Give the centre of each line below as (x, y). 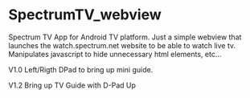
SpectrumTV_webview (85, 15)
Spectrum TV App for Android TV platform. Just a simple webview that (125, 37)
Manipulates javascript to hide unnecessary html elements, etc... (115, 54)
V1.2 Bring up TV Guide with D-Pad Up (72, 85)
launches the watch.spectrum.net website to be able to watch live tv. (122, 45)
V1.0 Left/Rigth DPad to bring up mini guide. (81, 69)
